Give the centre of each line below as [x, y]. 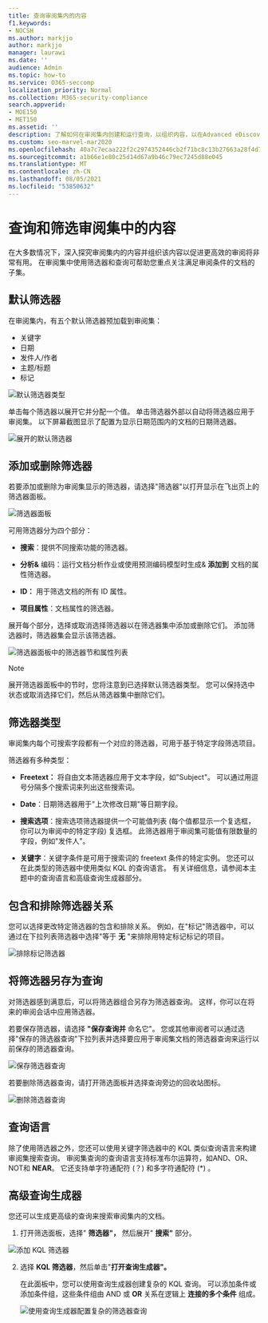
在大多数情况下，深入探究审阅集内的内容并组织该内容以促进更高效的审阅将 [130, 252]
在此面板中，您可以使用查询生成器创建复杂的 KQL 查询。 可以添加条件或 [138, 1284]
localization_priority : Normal [60, 90]
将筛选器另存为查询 [55, 981]
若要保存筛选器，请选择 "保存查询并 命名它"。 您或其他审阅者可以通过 [123, 1028]
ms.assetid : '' [33, 127]
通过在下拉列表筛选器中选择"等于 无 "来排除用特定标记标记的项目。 [118, 936]
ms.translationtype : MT [48, 165]
